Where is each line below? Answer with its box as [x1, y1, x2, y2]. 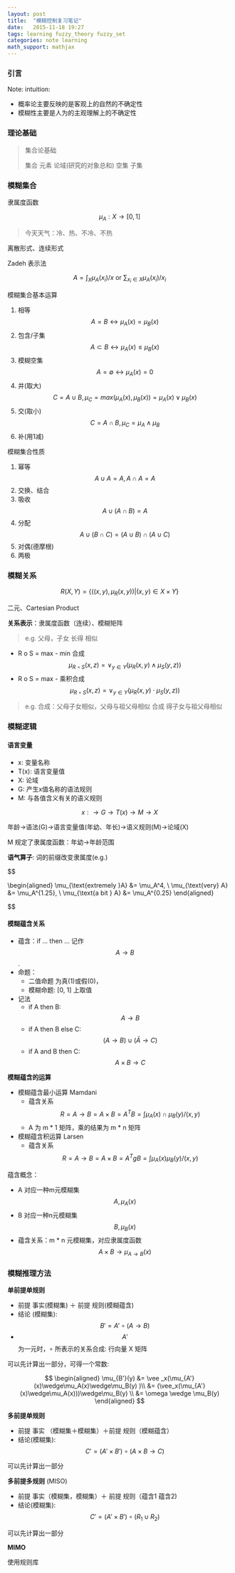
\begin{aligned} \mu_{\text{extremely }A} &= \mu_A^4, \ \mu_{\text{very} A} [7, 881, 229, 889]
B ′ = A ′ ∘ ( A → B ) [100, 1322, 150, 1330]
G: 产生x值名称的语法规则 [17, 784, 93, 793]
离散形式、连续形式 [7, 244, 64, 252]
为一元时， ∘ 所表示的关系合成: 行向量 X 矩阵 [17, 1344, 147, 1354]
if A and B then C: [28, 1047, 80, 1055]
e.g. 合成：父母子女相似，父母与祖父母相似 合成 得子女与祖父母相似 [24, 702, 223, 711]
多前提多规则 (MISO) [7, 1477, 68, 1485]
